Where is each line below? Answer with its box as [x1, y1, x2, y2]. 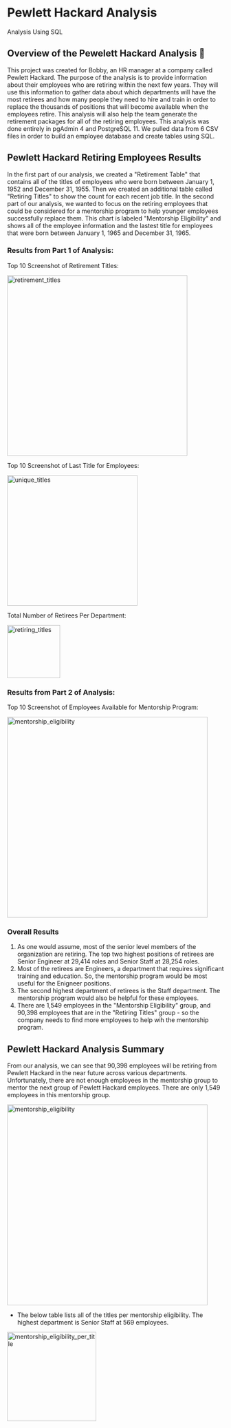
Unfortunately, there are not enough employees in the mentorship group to [7, 1077, 219, 1085]
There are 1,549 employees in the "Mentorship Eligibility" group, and [16, 1001, 211, 1010]
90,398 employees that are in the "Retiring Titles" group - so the [16, 1008, 199, 1017]
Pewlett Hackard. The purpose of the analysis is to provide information [7, 73, 208, 81]
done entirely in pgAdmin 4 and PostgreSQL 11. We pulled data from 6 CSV [7, 124, 219, 132]
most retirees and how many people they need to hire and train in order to [7, 95, 217, 103]
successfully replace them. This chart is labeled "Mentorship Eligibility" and [7, 214, 221, 222]
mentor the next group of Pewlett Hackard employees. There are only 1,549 [7, 1083, 221, 1092]
